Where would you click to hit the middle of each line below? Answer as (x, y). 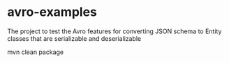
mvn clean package (36, 52)
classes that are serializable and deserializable (74, 38)
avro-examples (52, 12)
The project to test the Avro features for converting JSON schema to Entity (114, 31)
